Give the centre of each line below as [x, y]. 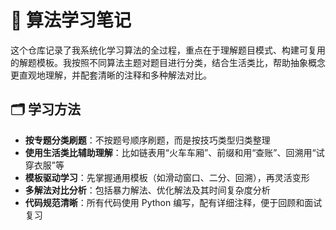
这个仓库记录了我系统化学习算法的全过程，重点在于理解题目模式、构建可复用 [168, 50]
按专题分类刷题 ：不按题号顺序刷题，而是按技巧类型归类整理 [147, 140]
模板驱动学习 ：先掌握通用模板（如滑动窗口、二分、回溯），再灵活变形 [167, 177]
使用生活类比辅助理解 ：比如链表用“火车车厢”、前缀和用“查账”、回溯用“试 [174, 152]
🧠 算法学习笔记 [71, 20]
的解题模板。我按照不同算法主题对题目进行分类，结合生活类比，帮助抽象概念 [168, 62]
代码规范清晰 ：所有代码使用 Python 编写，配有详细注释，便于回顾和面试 [173, 202]
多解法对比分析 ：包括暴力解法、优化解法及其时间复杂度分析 [147, 190]
